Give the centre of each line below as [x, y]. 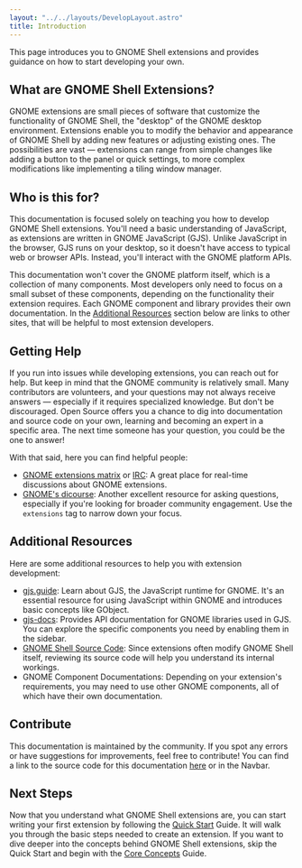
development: [35, 573]
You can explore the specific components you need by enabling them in [156, 629]
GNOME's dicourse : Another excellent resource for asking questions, [151, 494]
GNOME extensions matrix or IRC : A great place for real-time [135, 475]
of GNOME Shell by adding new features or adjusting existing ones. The [143, 140]
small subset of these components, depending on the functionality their [142, 294]
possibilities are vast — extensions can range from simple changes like [141, 150]
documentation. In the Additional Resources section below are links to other [150, 313]
